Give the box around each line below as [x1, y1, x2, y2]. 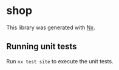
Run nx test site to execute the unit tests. [6, 57, 114, 65]
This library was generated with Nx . [6, 24, 95, 31]
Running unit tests [6, 41, 77, 52]
